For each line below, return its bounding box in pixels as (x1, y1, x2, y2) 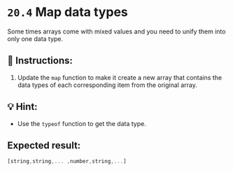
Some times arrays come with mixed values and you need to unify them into (7, 27, 226, 36)
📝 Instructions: (7, 55, 73, 67)
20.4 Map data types (7, 4, 128, 20)
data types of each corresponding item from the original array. (17, 81, 197, 89)
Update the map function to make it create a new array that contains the (17, 73, 223, 81)
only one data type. (7, 34, 64, 42)
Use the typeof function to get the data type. (17, 119, 147, 127)
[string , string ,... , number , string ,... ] (7, 158, 127, 165)
